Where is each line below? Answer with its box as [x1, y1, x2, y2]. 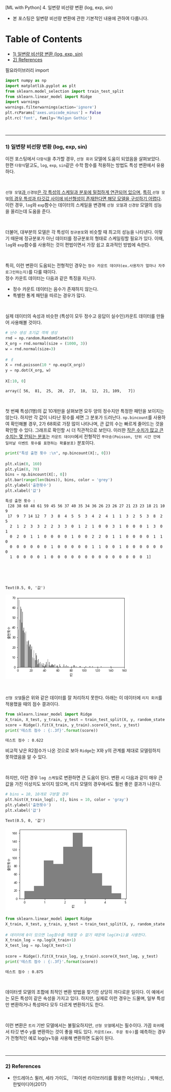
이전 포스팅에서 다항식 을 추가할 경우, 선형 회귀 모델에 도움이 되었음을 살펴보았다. [5, 156, 161, 162]
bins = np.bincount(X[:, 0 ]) [5, 472, 67, 477]
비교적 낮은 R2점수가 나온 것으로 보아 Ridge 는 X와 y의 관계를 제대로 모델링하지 [5, 748, 161, 754]
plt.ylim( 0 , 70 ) [5, 467, 40, 472]
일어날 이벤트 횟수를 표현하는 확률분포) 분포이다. [5, 440, 95, 446]
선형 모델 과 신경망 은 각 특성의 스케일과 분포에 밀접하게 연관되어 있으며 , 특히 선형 [5, 189, 159, 195]
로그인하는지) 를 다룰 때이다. [5, 269, 57, 275]
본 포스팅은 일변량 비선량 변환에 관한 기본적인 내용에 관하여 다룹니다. [12, 15, 149, 21]
